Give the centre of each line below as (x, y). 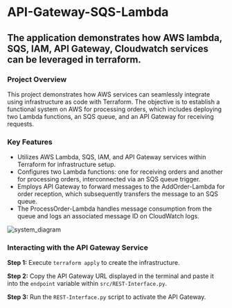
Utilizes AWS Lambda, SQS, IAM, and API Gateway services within (111, 157)
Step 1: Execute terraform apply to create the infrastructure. (93, 263)
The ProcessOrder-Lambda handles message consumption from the (115, 209)
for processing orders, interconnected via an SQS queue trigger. (109, 179)
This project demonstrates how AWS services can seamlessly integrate (109, 94)
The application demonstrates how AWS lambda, (115, 38)
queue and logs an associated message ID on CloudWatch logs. (108, 216)
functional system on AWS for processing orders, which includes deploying (115, 109)
